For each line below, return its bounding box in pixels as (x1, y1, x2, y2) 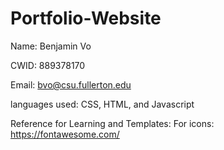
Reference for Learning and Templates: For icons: (10, 117, 215, 129)
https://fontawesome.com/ (10, 128, 120, 140)
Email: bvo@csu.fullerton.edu (10, 78, 132, 91)
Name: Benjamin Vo (10, 40, 92, 52)
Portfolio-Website (10, 7, 162, 30)
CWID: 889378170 (10, 59, 86, 71)
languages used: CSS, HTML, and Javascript (10, 98, 195, 110)
